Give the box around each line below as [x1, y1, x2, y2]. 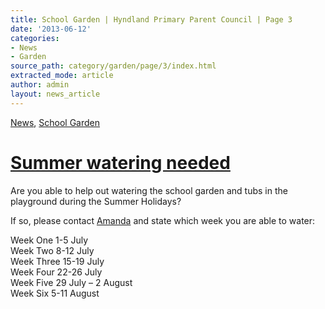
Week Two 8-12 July [10, 244, 95, 256]
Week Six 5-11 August [10, 287, 100, 299]
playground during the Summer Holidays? [10, 195, 182, 207]
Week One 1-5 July [10, 234, 89, 246]
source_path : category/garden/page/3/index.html [10, 61, 217, 71]
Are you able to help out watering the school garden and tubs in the [10, 184, 288, 196]
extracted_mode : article [10, 71, 114, 81]
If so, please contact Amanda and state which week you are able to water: [10, 214, 316, 226]
